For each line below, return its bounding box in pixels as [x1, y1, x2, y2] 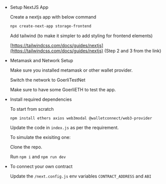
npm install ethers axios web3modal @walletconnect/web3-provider [10, 115, 152, 121]
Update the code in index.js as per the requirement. [10, 124, 119, 130]
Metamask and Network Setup [10, 57, 73, 63]
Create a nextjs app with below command [10, 14, 97, 20]
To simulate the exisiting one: [10, 134, 71, 140]
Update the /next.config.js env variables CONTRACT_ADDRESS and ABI [10, 173, 152, 179]
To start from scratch [10, 106, 54, 112]
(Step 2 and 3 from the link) [104, 48, 161, 54]
